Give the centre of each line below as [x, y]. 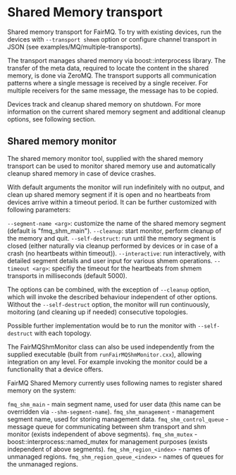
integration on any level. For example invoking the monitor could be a [107, 361]
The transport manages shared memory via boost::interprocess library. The [117, 60]
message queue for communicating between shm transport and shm [107, 426]
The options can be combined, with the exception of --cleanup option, [109, 289]
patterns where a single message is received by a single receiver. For [108, 83]
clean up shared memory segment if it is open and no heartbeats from [109, 194]
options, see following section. [52, 119]
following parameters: [39, 210]
